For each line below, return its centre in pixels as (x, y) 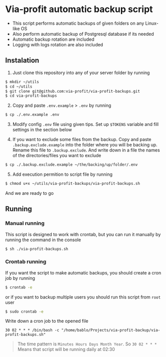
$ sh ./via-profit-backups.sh (37, 249)
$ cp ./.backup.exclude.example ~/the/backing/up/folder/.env (71, 165)
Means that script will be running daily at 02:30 (66, 349)
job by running (20, 278)
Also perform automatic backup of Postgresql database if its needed (83, 34)
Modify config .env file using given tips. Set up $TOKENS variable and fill (86, 124)
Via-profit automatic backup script (79, 9)
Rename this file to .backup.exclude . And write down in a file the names (86, 150)
